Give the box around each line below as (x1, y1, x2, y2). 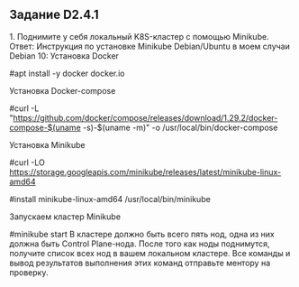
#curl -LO (9, 157, 45, 168)
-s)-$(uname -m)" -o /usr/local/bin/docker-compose (82, 122, 278, 133)
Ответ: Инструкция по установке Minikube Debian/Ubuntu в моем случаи (9, 41, 290, 51)
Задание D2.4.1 (9, 7, 99, 23)
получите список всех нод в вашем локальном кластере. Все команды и (9, 247, 291, 258)
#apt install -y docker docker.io (9, 68, 125, 79)
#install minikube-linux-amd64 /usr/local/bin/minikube (9, 193, 212, 204)
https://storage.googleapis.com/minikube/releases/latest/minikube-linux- (9, 166, 282, 177)
